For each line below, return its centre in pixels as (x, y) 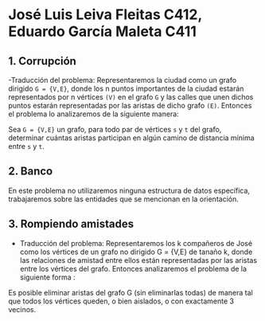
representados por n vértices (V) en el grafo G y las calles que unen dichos (131, 97)
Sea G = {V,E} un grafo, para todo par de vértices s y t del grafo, (115, 129)
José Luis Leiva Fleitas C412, (105, 15)
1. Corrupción (43, 61)
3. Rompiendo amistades (71, 224)
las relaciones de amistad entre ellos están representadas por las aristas (138, 260)
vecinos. (22, 309)
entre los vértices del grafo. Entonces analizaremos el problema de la (133, 268)
